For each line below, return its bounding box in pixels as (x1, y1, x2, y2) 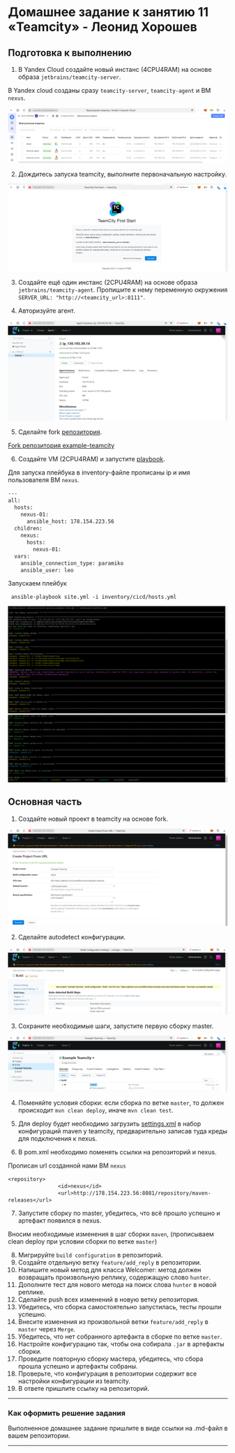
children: (14, 525, 43, 532)
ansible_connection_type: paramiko (20, 560, 124, 567)
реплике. (17, 1288, 45, 1297)
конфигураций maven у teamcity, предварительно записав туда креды (17, 1127, 228, 1135)
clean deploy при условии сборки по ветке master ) (8, 1237, 158, 1246)
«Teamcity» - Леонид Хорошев (8, 19, 197, 35)
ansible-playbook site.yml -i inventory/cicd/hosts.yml (10, 594, 177, 601)
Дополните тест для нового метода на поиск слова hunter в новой (17, 1281, 217, 1289)
